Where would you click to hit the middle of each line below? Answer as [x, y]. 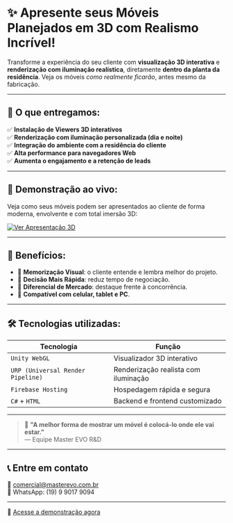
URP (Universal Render [48, 371]
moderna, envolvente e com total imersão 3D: [72, 214]
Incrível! [31, 43]
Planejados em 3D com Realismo [103, 28]
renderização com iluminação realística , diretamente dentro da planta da [114, 69]
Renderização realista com [157, 370]
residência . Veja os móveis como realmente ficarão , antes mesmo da [106, 77]
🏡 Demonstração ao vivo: [62, 190]
